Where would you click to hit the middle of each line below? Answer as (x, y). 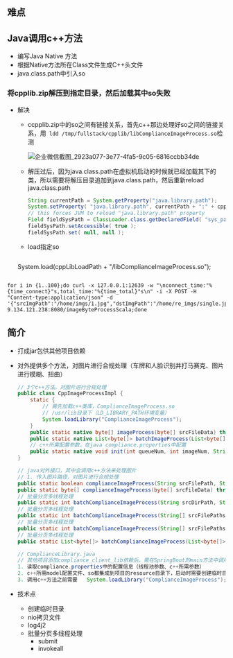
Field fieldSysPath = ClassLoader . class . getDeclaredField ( (115, 220)
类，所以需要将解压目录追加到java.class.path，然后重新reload (116, 180)
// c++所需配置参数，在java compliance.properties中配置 (108, 445)
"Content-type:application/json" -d (60, 297)
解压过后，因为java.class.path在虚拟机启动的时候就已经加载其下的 (122, 171)
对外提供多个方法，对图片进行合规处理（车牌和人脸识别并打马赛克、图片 (120, 365)
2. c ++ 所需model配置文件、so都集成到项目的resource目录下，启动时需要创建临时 (120, 573)
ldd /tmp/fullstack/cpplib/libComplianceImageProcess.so (133, 134)
